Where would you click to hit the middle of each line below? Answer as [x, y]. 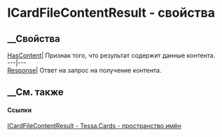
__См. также [36, 92]
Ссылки [20, 110]
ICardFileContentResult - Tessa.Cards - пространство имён [94, 125]
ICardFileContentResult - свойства [111, 13]
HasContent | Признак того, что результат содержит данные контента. [111, 55]
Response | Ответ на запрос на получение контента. [84, 70]
